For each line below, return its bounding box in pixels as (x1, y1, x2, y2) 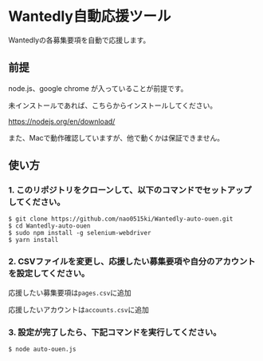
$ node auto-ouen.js (8, 345, 77, 354)
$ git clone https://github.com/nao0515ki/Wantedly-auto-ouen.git (8, 215, 234, 224)
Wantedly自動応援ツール (8, 7, 171, 26)
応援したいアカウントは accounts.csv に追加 (8, 304, 149, 314)
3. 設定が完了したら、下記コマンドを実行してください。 (8, 327, 222, 338)
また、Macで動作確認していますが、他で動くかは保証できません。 (8, 133, 225, 142)
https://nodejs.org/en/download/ (8, 117, 116, 126)
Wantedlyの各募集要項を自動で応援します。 (8, 35, 151, 45)
